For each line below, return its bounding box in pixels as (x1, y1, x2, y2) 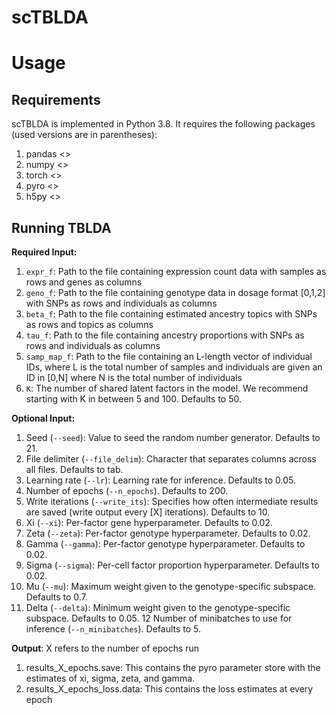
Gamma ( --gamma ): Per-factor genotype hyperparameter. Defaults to (25, 538, 306, 550)
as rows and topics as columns (25, 319, 154, 330)
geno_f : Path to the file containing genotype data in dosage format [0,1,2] (25, 287, 326, 298)
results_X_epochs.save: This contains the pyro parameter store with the (25, 662, 321, 673)
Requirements (11, 91, 101, 108)
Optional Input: (11, 412, 76, 424)
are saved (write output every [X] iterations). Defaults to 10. (25, 506, 271, 518)
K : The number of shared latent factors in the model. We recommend (25, 382, 309, 394)
